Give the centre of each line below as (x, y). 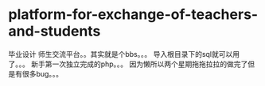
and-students (55, 31)
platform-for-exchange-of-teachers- (133, 15)
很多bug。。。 (43, 73)
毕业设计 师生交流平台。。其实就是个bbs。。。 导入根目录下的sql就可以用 (124, 54)
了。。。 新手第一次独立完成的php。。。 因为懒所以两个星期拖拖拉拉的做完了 (128, 64)
